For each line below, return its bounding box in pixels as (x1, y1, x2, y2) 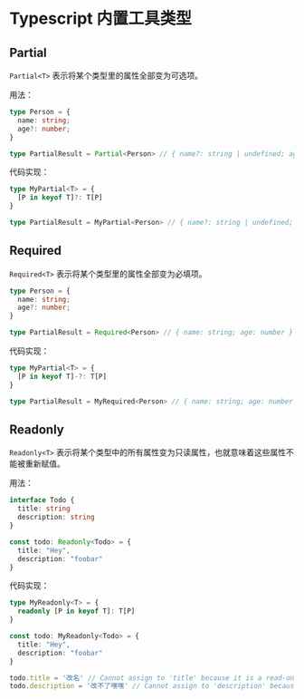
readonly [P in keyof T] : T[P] (17, 607, 136, 616)
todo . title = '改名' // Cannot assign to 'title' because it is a (9, 673, 262, 683)
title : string (17, 504, 71, 513)
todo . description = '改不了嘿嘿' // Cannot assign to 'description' (9, 682, 267, 691)
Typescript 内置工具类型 (9, 8, 192, 29)
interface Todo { (9, 496, 75, 505)
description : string (17, 513, 95, 522)
